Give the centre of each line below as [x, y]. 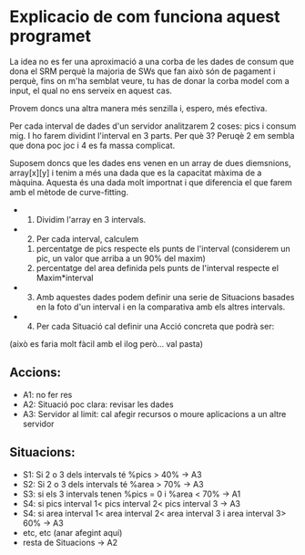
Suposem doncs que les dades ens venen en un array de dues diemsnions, [150, 162]
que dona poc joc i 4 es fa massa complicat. [92, 145]
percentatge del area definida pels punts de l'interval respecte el [158, 267]
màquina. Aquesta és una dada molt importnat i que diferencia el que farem [151, 182]
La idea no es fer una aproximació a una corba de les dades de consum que [152, 61]
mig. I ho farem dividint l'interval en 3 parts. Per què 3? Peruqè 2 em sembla [152, 135]
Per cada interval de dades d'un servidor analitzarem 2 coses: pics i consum [153, 126]
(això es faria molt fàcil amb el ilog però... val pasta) [106, 343]
